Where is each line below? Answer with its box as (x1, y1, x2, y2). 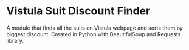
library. (6, 37, 24, 44)
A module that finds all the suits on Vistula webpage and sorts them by (6, 24, 184, 31)
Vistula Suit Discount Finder (6, 4, 151, 18)
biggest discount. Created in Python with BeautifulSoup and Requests (6, 30, 181, 37)
